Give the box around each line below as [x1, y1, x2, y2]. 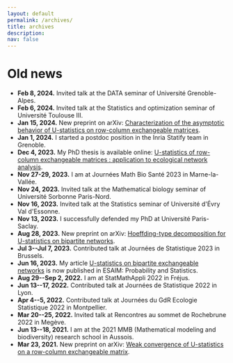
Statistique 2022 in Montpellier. [17, 303, 107, 312]
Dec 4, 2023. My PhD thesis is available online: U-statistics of [17, 148, 195, 156]
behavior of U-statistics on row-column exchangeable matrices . [17, 126, 200, 134]
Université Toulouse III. [17, 111, 83, 120]
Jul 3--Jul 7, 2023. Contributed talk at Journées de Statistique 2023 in [17, 244, 220, 252]
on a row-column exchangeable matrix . [17, 348, 130, 356]
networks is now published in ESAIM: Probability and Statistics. [17, 266, 198, 275]
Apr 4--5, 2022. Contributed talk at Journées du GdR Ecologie [17, 296, 198, 305]
